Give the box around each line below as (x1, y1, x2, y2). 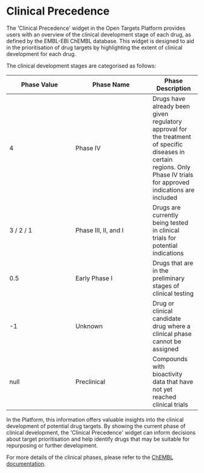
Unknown (75, 321, 103, 330)
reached (152, 393, 177, 401)
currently (152, 211, 178, 219)
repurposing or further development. (6, 441, 98, 449)
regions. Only (152, 163, 191, 171)
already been (152, 102, 190, 110)
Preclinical (75, 377, 106, 386)
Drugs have (152, 94, 186, 103)
